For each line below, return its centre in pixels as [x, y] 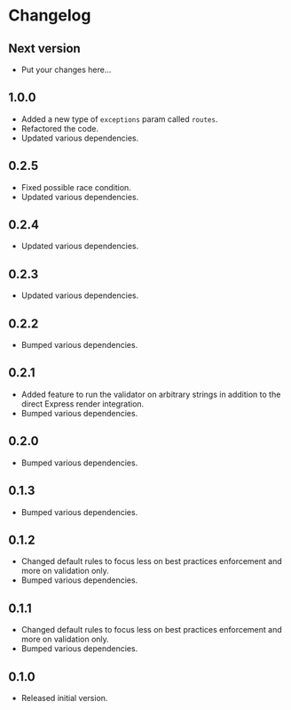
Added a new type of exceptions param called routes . [119, 119]
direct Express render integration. [83, 403]
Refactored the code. [60, 128]
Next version [44, 48]
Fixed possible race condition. [76, 187]
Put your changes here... [66, 69]
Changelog [50, 16]
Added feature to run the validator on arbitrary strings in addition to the [151, 394]
